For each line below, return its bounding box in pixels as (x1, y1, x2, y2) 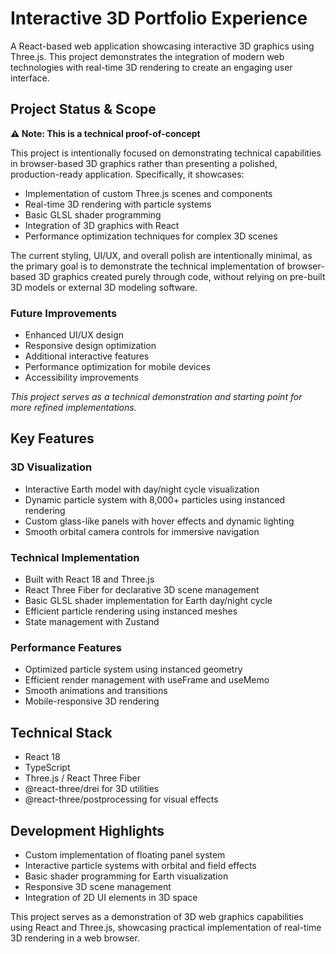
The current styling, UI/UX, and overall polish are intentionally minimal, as (10, 249, 313, 261)
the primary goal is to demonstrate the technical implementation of (10, 260, 285, 272)
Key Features (10, 430, 95, 447)
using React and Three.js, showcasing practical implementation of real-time (10, 921, 322, 933)
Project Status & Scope (10, 101, 157, 118)
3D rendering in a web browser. (10, 932, 140, 944)
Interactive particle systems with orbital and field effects (24, 859, 257, 871)
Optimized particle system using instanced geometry (24, 663, 243, 676)
